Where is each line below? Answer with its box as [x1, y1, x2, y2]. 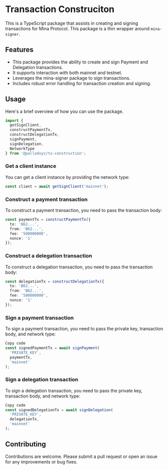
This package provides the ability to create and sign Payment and [12, 59, 148, 65]
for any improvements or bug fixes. [5, 458, 78, 464]
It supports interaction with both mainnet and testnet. [12, 70, 123, 76]
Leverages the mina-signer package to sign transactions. [12, 75, 131, 81]
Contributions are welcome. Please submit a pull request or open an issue [5, 453, 158, 459]
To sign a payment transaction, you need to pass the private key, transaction [5, 326, 163, 332]
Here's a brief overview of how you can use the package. [5, 108, 124, 114]
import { [5, 118, 24, 123]
